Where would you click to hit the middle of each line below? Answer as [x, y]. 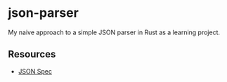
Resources [32, 54]
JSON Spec [35, 71]
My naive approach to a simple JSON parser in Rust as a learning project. [114, 32]
